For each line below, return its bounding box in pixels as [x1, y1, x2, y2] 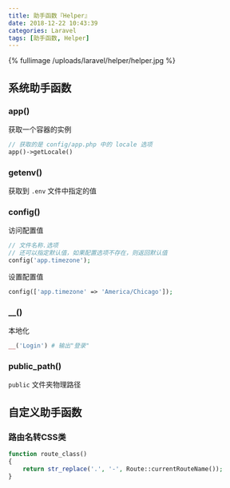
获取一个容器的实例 [8, 125, 72, 134]
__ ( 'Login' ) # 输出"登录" [8, 342, 90, 350]
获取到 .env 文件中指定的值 [8, 185, 97, 196]
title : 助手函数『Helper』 [8, 11, 91, 20]
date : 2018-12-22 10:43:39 [8, 19, 98, 27]
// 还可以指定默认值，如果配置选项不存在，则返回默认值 [8, 249, 168, 257]
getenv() [8, 167, 42, 178]
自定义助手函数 [8, 405, 82, 419]
